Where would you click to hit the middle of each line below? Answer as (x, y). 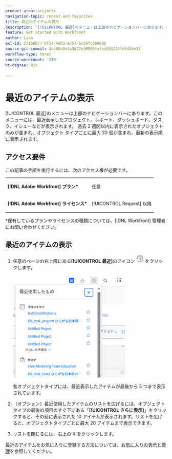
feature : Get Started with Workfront (46, 33)
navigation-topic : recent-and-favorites (49, 16)
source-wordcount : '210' (32, 60)
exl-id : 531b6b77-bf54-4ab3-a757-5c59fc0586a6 (56, 44)
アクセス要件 (25, 157)
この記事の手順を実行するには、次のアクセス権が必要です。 (68, 170)
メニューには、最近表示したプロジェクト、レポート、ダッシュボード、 (79, 120)
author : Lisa (19, 38)
